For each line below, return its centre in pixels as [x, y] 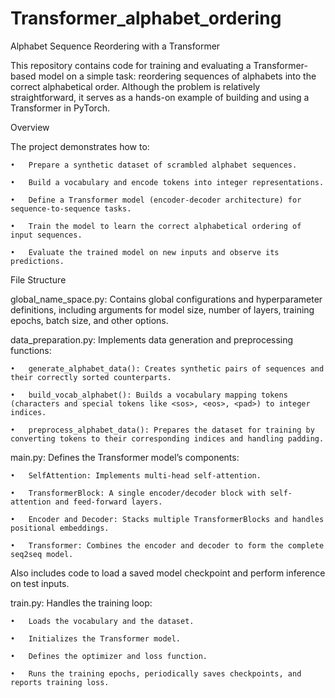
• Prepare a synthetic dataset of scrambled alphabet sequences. [154, 165]
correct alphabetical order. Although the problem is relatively [135, 86]
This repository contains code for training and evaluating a [131, 65]
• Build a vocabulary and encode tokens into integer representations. [167, 182]
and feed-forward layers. [108, 502]
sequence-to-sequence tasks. [71, 208]
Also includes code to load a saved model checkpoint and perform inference [168, 573]
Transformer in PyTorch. [60, 108]
